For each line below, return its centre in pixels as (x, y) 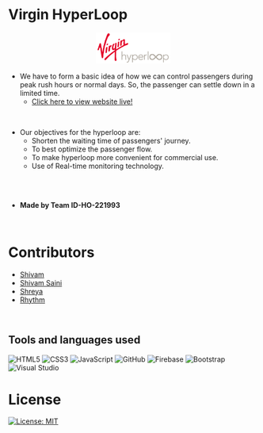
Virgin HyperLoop (68, 15)
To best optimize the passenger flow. (92, 149)
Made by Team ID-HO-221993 (70, 205)
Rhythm (32, 300)
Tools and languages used (74, 340)
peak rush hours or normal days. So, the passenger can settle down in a (137, 84)
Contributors (51, 252)
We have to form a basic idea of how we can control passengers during (136, 76)
